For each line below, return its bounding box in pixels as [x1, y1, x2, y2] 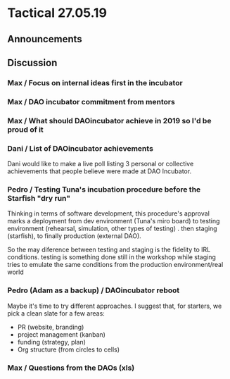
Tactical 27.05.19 [7, 5, 108, 21]
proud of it [7, 125, 44, 135]
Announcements [7, 33, 82, 45]
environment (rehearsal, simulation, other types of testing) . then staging [7, 224, 217, 233]
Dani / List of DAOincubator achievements [7, 143, 153, 153]
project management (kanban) [17, 330, 106, 339]
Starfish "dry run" [7, 193, 70, 203]
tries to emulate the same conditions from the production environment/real [7, 261, 224, 269]
